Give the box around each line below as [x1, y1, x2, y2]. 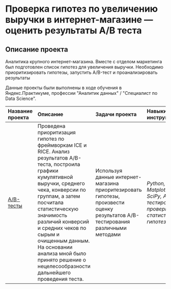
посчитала [37, 199, 64, 206]
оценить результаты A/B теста [5, 25, 142, 36]
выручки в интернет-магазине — [5, 14, 154, 25]
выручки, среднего [37, 180, 85, 187]
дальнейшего [37, 269, 71, 276]
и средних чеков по [37, 225, 87, 231]
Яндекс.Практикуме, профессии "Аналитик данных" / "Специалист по [5, 90, 158, 96]
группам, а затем [37, 193, 80, 199]
